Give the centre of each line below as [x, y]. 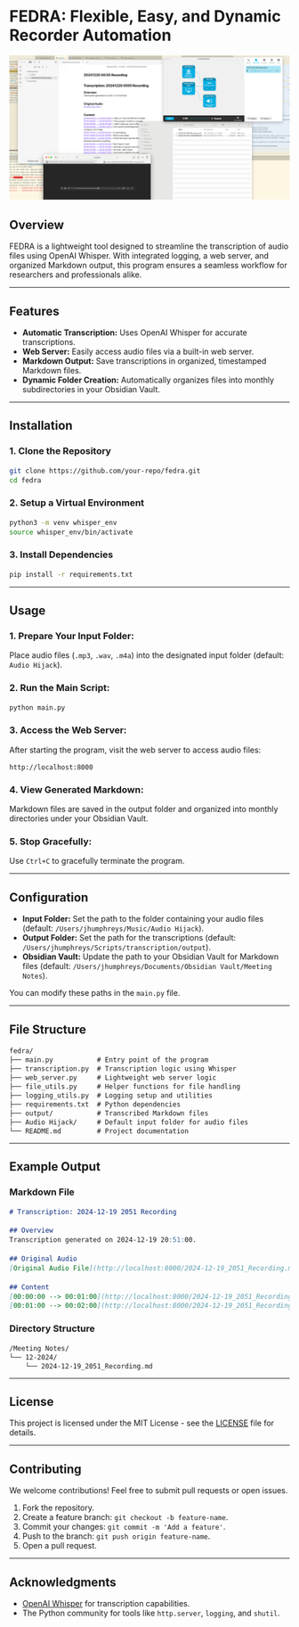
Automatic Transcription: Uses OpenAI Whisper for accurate [134, 333]
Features [34, 311]
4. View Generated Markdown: [77, 789]
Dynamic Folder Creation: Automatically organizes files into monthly [148, 380]
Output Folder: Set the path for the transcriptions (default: [129, 938]
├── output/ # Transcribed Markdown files [109, 1113]
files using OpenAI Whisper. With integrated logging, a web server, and [139, 256]
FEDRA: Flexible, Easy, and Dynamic [145, 16]
